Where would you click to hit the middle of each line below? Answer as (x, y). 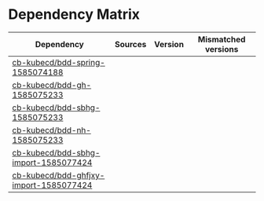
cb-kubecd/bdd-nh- (52, 130)
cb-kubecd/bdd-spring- (59, 62)
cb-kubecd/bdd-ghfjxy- (59, 175)
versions (222, 49)
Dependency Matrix (74, 15)
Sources (130, 44)
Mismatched (222, 39)
